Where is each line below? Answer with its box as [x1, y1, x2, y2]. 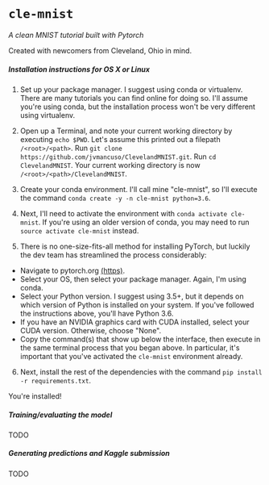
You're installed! [8, 391, 62, 401]
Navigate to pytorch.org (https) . [19, 265, 126, 275]
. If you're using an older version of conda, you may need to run [38, 217, 250, 227]
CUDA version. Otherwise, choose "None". [19, 325, 162, 335]
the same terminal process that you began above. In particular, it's [19, 342, 240, 353]
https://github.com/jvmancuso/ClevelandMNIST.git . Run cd [19, 152, 217, 161]
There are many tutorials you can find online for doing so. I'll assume [19, 93, 248, 102]
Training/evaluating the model [8, 410, 113, 420]
